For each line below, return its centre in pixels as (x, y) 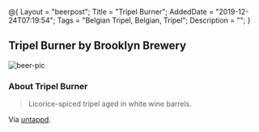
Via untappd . (30, 120)
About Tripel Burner (48, 86)
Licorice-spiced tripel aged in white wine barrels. (110, 104)
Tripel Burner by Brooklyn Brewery (98, 46)
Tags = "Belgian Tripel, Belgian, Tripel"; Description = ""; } (154, 20)
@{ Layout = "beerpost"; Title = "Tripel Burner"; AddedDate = (111, 12)
